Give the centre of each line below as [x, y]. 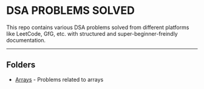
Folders [21, 65]
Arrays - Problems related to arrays [59, 79]
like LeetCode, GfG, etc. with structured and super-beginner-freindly [92, 33]
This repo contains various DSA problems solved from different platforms [98, 27]
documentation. [26, 40]
